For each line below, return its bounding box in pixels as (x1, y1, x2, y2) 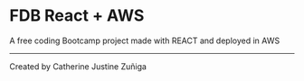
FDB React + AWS (9, 5, 145, 26)
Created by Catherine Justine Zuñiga (9, 60, 147, 72)
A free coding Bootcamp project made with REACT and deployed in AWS (9, 35, 280, 46)
